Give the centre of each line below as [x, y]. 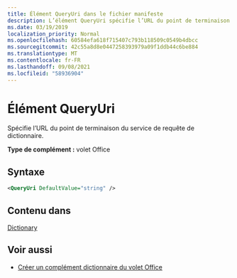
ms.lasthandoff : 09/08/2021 [49, 67]
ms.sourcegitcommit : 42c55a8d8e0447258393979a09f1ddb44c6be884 [103, 47]
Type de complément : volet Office [59, 149]
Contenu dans [39, 210]
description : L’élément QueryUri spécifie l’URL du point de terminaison [119, 21]
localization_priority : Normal [54, 34]
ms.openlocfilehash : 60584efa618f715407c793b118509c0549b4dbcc [103, 41]
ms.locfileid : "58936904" [45, 73]
